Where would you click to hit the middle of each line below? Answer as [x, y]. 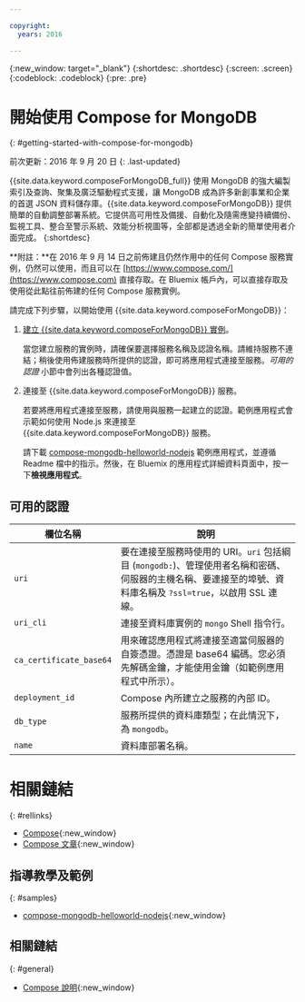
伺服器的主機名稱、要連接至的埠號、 [197, 580]
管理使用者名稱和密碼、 [236, 566]
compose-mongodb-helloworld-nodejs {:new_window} [124, 915]
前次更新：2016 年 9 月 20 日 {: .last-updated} [95, 162]
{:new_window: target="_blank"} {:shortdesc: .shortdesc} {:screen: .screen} [151, 68]
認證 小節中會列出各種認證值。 [79, 372]
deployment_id [44, 698]
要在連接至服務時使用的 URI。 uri [191, 552]
